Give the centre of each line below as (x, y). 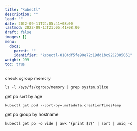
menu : (11, 42)
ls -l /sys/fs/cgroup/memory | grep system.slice (57, 87)
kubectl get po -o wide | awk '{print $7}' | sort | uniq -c (69, 124)
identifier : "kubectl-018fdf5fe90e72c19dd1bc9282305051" (73, 55)
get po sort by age (24, 97)
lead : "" (14, 19)
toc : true (15, 64)
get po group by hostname (32, 115)
